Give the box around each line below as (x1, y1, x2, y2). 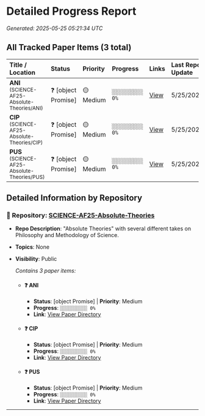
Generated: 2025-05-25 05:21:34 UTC (6, 25, 103, 32)
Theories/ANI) (9, 104, 43, 112)
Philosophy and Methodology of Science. (15, 232, 119, 239)
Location (9, 68, 35, 77)
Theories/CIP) (9, 139, 43, 146)
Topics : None (15, 243, 50, 251)
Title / (9, 60, 27, 69)
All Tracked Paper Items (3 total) (6, 42, 132, 53)
